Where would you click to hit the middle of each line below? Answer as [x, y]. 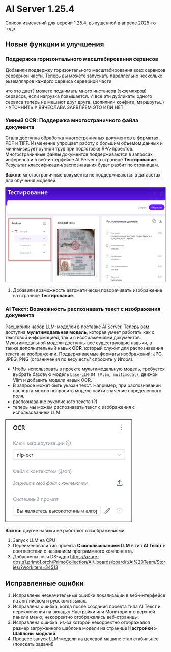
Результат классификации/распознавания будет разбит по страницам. [82, 165]
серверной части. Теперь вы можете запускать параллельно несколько [84, 76]
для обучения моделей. [31, 180]
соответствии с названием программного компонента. [73, 551]
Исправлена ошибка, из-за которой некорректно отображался [81, 622]
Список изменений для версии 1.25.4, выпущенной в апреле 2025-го [81, 23]
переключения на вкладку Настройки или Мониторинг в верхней [84, 612]
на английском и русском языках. [50, 601]
